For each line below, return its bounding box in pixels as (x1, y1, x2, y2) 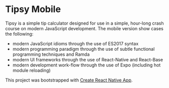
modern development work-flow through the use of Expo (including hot (12, 62, 161, 68)
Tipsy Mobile (5, 4, 61, 15)
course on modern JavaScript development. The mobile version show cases (5, 25, 164, 31)
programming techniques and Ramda (12, 51, 90, 57)
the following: (5, 31, 34, 37)
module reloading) (12, 67, 51, 73)
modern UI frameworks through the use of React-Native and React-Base (12, 56, 163, 62)
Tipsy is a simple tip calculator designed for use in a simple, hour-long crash (5, 20, 164, 26)
